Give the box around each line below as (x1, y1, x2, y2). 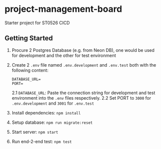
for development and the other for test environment (11, 52, 116, 58)
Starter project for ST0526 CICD (4, 20, 70, 26)
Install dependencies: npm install (11, 110, 81, 115)
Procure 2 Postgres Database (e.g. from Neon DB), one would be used (11, 47, 155, 53)
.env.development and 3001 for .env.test (11, 100, 95, 106)
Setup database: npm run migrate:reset (11, 119, 93, 125)
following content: (11, 67, 49, 73)
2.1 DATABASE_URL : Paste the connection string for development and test (11, 90, 156, 96)
